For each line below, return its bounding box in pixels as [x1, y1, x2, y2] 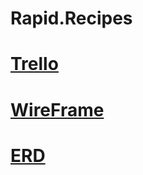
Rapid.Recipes [10, 7, 133, 30]
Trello [10, 53, 59, 76]
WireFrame [10, 98, 105, 121]
